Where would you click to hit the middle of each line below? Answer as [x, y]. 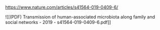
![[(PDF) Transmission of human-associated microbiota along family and [80, 17]
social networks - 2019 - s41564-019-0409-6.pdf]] [58, 22]
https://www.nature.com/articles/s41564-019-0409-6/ [62, 7]
